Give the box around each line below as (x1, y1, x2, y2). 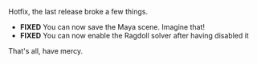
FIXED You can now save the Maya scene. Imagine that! (19, 22, 206, 31)
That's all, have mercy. (8, 46, 83, 55)
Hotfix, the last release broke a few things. (8, 7, 149, 16)
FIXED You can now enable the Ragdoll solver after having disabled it (19, 31, 249, 40)
